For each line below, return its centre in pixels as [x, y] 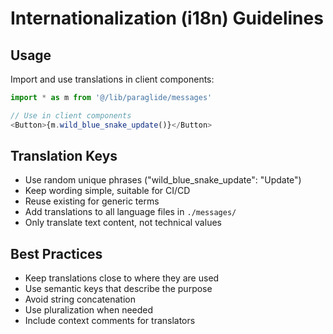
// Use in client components [71, 115]
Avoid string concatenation [80, 299]
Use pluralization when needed [89, 310]
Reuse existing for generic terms [92, 201]
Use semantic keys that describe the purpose [118, 289]
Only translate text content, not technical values [123, 223]
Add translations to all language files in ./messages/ [130, 212]
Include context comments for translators [110, 321]
